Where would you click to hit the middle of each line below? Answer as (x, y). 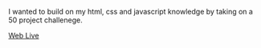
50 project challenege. (45, 20)
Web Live (24, 36)
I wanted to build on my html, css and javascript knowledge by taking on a (130, 12)
